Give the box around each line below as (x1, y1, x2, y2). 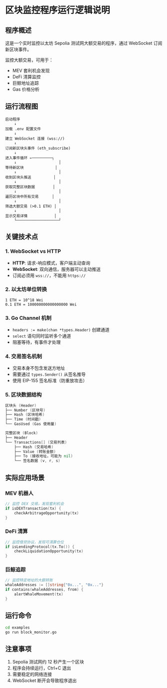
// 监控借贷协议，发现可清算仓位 (5, 539, 64, 544)
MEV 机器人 (5, 489, 34, 496)
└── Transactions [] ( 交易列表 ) (5, 440, 67, 445)
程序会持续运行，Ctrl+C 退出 (12, 665, 71, 671)
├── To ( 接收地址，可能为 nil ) (14, 454, 73, 459)
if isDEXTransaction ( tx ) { (5, 506, 61, 511)
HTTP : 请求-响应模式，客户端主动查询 (12, 260, 91, 266)
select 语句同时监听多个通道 (12, 333, 71, 339)
